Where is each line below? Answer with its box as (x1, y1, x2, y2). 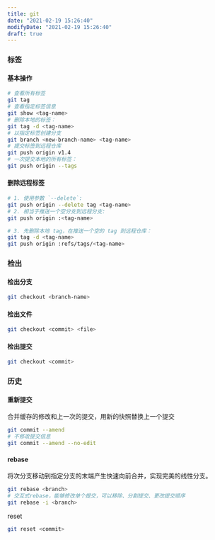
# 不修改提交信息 (7, 433, 51, 440)
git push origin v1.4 (7, 150, 71, 157)
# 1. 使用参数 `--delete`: (7, 195, 83, 202)
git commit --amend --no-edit (7, 440, 97, 447)
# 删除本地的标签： (7, 116, 57, 123)
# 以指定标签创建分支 (7, 129, 62, 137)
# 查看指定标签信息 (7, 103, 57, 111)
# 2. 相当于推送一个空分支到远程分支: (7, 208, 106, 215)
